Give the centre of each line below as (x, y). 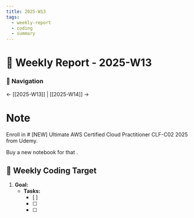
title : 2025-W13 (26, 12)
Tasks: (32, 191)
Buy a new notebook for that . (42, 152)
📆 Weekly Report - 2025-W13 (79, 63)
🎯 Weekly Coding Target (52, 170)
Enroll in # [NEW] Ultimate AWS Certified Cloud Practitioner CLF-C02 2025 (97, 134)
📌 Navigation (25, 82)
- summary (23, 34)
